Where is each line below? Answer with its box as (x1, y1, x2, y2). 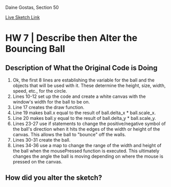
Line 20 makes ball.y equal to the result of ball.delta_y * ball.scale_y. (12, 115, 156, 121)
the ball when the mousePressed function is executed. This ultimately (12, 148, 160, 154)
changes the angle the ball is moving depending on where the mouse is (12, 153, 164, 159)
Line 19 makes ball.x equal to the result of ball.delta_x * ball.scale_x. (12, 110, 156, 116)
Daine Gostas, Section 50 (5, 5, 59, 10)
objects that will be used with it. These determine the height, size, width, (12, 82, 166, 89)
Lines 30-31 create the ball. (12, 137, 71, 143)
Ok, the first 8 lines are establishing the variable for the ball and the (12, 77, 155, 83)
